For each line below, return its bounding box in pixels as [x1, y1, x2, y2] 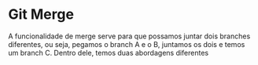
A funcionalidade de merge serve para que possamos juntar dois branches [8, 31, 251, 41]
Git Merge [8, 5, 75, 23]
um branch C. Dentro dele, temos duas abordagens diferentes [8, 48, 209, 57]
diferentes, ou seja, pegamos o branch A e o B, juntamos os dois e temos [8, 39, 245, 49]
